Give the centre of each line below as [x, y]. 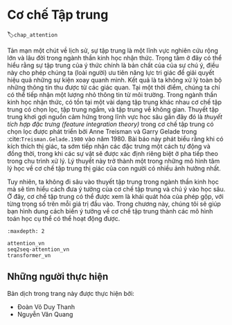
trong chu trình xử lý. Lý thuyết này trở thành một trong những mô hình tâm [114, 161]
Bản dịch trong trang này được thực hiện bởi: [71, 293]
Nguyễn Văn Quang [45, 314]
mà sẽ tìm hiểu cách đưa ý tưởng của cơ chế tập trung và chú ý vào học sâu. [116, 189]
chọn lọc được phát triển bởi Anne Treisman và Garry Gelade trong [102, 131]
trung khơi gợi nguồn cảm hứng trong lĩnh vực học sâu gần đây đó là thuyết [115, 116]
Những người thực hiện [58, 277]
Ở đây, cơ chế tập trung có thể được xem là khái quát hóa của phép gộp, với [115, 196]
